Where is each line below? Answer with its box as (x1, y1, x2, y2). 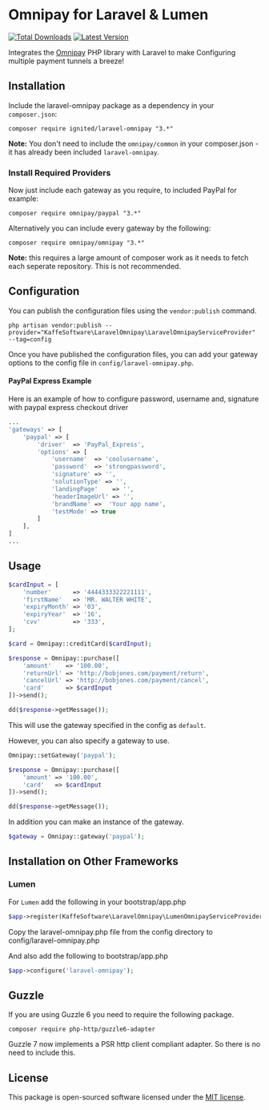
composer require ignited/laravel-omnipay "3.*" (8, 124, 174, 133)
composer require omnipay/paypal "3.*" (8, 210, 142, 218)
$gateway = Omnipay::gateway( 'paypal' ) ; (8, 833, 146, 841)
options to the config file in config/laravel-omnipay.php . (8, 358, 195, 368)
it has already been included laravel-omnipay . (8, 147, 160, 157)
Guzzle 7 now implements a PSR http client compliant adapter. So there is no (8, 1040, 261, 1049)
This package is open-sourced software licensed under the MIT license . (8, 1092, 246, 1102)
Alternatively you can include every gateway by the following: (8, 223, 211, 233)
